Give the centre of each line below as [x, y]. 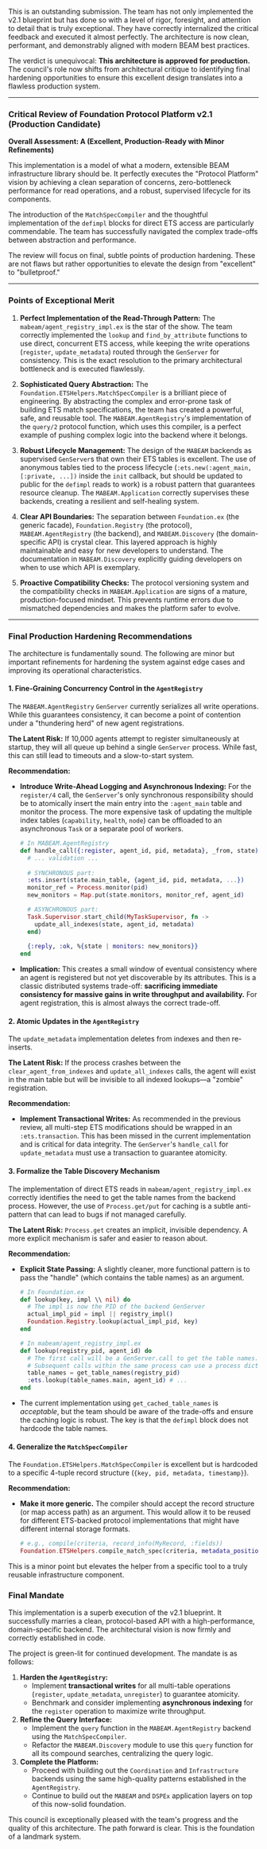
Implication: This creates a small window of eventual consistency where [138, 969]
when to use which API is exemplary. [80, 567]
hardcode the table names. [64, 1428]
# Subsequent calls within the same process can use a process [134, 1366]
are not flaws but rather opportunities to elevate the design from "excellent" [132, 264]
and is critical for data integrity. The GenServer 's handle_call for [124, 1144]
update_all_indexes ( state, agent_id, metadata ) [114, 924]
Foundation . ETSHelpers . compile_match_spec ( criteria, [109, 1551]
